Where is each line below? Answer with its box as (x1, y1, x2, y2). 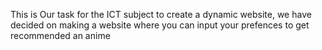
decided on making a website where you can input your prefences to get (10, 19, 310, 31)
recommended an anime (10, 30, 111, 41)
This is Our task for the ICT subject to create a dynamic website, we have (10, 9, 312, 20)
